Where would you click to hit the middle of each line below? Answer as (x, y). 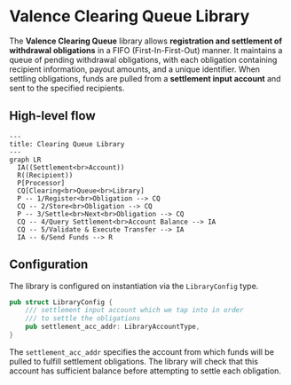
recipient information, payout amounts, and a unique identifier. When (134, 69)
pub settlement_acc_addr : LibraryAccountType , (113, 327)
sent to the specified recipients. (67, 88)
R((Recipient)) (45, 175)
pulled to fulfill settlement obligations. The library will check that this (134, 361)
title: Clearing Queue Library (67, 144)
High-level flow (52, 116)
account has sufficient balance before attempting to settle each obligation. (145, 371)
